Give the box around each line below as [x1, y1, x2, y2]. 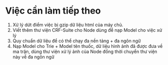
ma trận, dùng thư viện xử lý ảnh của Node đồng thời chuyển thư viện [12, 48, 158, 54]
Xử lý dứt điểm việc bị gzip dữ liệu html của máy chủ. [12, 22, 123, 28]
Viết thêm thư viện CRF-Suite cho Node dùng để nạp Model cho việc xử [12, 27, 162, 33]
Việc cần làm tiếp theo [5, 5, 101, 17]
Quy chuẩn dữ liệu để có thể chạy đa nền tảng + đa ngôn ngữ [12, 38, 141, 44]
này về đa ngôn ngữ [12, 53, 55, 60]
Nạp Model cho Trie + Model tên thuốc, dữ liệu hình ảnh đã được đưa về [12, 43, 163, 49]
